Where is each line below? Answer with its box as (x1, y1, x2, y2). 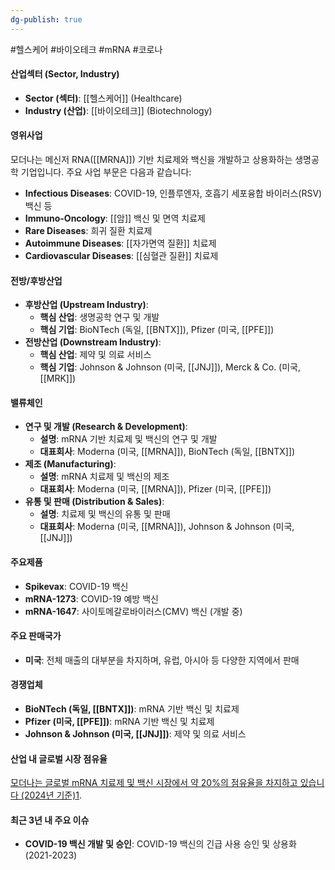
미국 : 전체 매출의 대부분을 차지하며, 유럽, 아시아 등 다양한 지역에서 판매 (24, 654, 300, 666)
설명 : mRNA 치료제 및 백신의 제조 (39, 471, 170, 483)
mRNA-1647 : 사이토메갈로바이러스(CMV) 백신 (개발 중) (24, 605, 243, 617)
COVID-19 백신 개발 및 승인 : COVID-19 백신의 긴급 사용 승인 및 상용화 (24, 838, 297, 850)
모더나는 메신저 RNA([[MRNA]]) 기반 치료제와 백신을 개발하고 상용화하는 (10, 154, 293, 166)
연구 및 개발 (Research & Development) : (24, 421, 188, 433)
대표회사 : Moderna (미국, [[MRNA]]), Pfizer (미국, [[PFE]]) (39, 483, 272, 495)
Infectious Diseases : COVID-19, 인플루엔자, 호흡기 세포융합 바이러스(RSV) (24, 187, 323, 200)
